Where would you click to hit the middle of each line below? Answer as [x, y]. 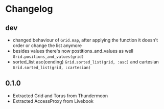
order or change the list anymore [47, 46]
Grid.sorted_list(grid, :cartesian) [52, 68]
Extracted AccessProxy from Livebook [53, 101]
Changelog [29, 9]
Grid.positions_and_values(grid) [48, 57]
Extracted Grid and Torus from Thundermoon [60, 96]
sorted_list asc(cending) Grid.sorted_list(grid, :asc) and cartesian [86, 62]
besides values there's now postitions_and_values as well [73, 51]
